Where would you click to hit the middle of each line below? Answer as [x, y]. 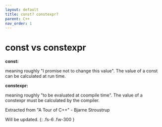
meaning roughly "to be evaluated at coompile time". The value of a [74, 95]
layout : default [22, 10]
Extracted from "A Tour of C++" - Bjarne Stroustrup [57, 110]
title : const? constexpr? [32, 14]
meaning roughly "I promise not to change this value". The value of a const [81, 71]
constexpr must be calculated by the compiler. [53, 100]
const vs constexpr [46, 48]
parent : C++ [17, 19]
